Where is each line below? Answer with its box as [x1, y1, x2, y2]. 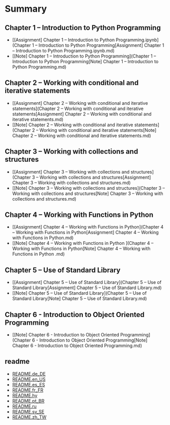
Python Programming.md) [12, 64, 67, 70]
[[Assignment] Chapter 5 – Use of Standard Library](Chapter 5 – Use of [12, 279, 162, 286]
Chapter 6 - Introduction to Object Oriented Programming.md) [12, 343, 143, 349]
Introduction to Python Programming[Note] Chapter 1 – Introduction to [12, 59, 159, 64]
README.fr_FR [12, 387, 44, 393]
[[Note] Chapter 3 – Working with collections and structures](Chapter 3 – [12, 185, 165, 191]
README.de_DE [12, 371, 46, 377]
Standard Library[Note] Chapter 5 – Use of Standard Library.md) [12, 296, 147, 302]
